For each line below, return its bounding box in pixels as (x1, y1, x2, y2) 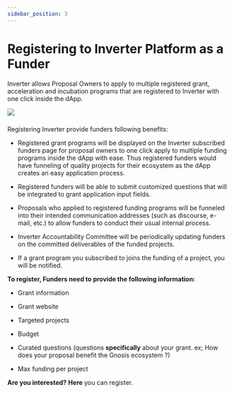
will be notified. (17, 261, 63, 270)
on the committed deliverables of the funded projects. (17, 240, 175, 248)
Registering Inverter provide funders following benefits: (7, 125, 168, 134)
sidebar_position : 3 (7, 10, 69, 18)
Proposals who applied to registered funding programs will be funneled (17, 204, 225, 212)
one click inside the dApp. (7, 94, 83, 103)
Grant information (17, 289, 69, 297)
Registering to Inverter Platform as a (7, 40, 224, 57)
